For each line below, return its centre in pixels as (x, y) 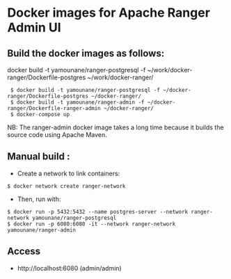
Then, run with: (39, 199)
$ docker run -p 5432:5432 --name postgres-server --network (98, 212)
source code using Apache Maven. (57, 135)
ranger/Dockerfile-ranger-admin (54, 109)
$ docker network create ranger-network (67, 186)
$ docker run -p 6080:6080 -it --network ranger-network (91, 224)
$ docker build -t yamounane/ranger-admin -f (77, 102)
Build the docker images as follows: (86, 53)
